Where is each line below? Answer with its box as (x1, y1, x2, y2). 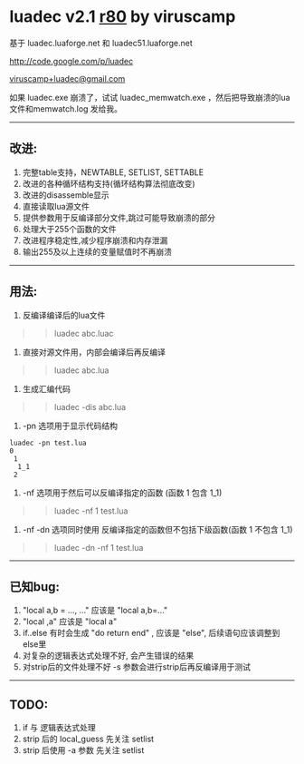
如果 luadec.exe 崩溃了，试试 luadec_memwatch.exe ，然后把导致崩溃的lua (9, 92, 291, 103)
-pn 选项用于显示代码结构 (22, 420, 119, 431)
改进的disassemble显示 (22, 189, 110, 201)
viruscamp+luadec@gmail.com (9, 73, 126, 83)
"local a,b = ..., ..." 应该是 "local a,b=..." (22, 605, 168, 616)
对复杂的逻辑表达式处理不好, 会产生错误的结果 (22, 651, 195, 661)
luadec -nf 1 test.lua (53, 505, 128, 516)
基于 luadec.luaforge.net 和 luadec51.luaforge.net (9, 37, 193, 48)
